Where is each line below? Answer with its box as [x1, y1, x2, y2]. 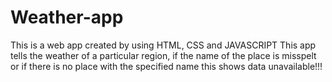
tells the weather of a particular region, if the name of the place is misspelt [10, 49, 317, 61]
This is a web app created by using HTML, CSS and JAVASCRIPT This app [10, 39, 317, 51]
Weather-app [10, 6, 124, 29]
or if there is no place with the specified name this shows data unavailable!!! [10, 60, 323, 72]
